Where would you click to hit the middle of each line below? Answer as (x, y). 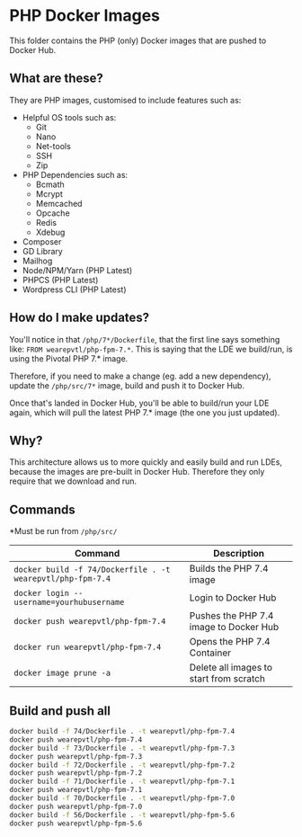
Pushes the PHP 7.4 (231, 616)
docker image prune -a (62, 673)
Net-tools (53, 146)
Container (210, 653)
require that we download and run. (73, 481)
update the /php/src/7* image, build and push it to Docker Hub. (127, 385)
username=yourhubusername (69, 602)
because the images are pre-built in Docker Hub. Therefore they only (137, 472)
